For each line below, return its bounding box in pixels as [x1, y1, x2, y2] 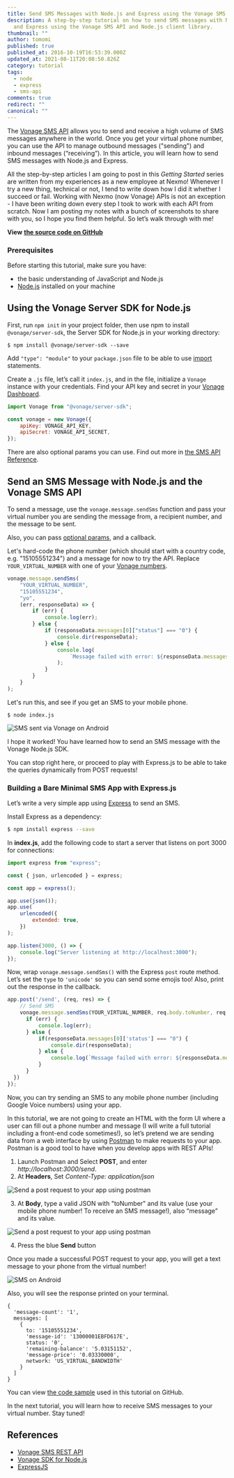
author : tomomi [7, 36, 52, 43]
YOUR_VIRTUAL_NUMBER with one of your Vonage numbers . [7, 562, 168, 570]
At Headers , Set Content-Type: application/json [17, 1172, 155, 1180]
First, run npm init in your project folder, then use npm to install [7, 320, 189, 329]
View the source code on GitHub [7, 227, 103, 236]
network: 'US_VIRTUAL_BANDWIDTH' [25, 1357, 123, 1364]
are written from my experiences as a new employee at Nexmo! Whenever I [7, 177, 224, 186]
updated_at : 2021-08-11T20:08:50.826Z [7, 56, 120, 63]
